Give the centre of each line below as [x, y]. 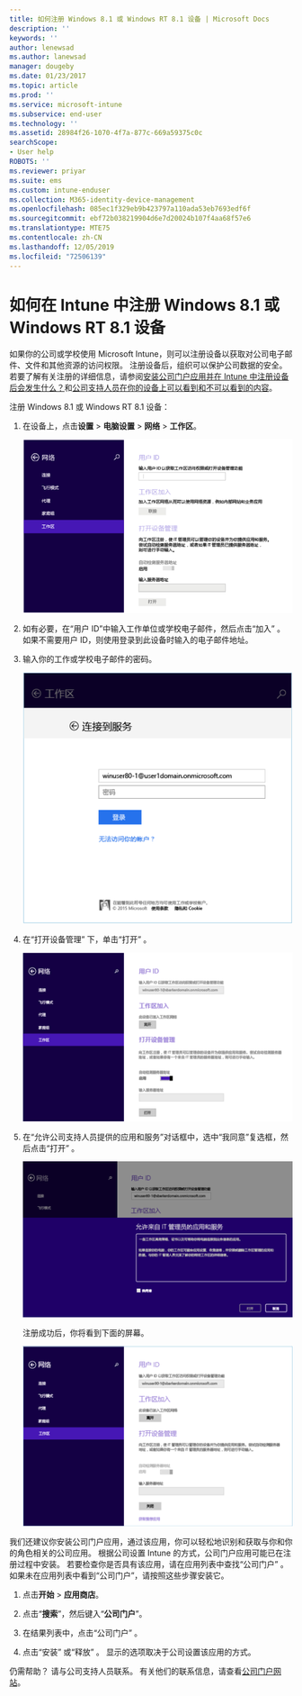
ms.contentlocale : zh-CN [56, 238]
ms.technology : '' [44, 123]
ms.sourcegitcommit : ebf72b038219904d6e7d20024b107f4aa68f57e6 [130, 219]
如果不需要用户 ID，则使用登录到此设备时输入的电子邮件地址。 [138, 640]
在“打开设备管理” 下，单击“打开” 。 [87, 939]
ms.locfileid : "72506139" [58, 257]
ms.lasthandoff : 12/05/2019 [62, 247]
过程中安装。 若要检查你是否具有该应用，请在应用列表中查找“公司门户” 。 [153, 1564]
